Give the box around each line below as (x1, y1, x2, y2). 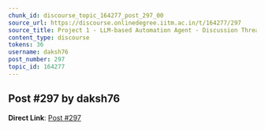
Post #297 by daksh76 (8, 92, 121, 106)
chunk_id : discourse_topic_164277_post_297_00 (8, 11, 164, 20)
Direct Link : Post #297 (8, 113, 81, 122)
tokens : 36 (8, 41, 44, 49)
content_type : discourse (8, 33, 90, 42)
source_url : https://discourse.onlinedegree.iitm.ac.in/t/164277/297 (8, 19, 242, 27)
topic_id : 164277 (8, 63, 65, 71)
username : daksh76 (8, 48, 69, 56)
